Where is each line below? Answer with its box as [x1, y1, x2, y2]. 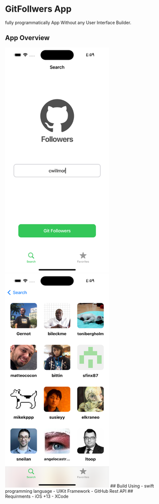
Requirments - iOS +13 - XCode [5, 493, 68, 500]
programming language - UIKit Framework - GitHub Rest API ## [5, 488, 134, 494]
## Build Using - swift [110, 483, 154, 489]
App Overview [5, 34, 50, 42]
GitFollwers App [5, 3, 72, 15]
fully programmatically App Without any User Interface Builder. [5, 20, 132, 25]
